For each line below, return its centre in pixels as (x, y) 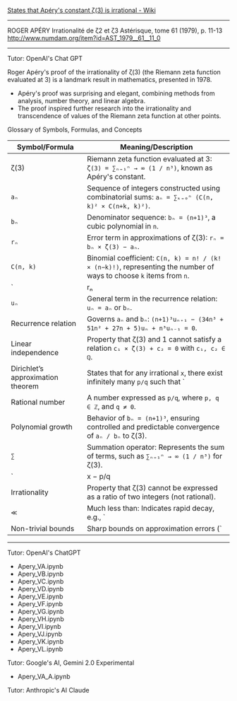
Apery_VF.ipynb (40, 604)
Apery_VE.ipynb (40, 596)
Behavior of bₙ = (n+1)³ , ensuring (143, 418)
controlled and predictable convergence (153, 427)
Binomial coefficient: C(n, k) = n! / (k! (154, 258)
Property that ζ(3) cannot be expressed (153, 488)
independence (35, 353)
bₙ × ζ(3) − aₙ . (113, 247)
